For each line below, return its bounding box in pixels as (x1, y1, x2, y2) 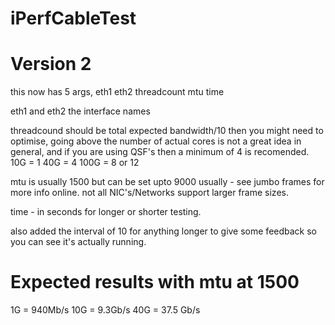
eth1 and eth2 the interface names (10, 105, 151, 117)
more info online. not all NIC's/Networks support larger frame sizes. (10, 187, 289, 199)
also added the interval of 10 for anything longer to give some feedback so (10, 225, 317, 237)
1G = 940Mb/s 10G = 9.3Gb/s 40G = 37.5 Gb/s (10, 304, 201, 316)
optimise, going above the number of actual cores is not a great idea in (10, 135, 302, 147)
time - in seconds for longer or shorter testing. (10, 206, 202, 218)
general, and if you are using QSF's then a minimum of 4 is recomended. (10, 146, 310, 158)
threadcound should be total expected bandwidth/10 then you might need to (10, 125, 324, 137)
